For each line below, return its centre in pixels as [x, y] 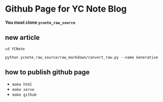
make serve [23, 89]
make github [24, 95]
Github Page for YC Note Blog [66, 9]
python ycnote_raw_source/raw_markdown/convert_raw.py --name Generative [82, 57]
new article [22, 38]
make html [22, 84]
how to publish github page [48, 72]
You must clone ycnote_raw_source [40, 22]
